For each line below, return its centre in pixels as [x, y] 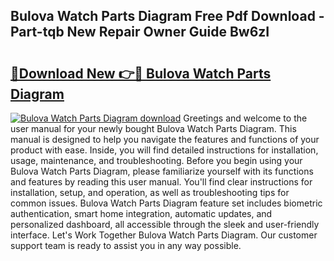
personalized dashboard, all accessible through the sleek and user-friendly [165, 224]
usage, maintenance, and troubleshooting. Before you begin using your [156, 160]
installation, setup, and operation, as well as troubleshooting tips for [150, 192]
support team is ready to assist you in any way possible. [126, 245]
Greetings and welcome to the [245, 118]
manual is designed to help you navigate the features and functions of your [165, 139]
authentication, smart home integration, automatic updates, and [141, 213]
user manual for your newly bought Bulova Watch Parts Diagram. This [153, 128]
